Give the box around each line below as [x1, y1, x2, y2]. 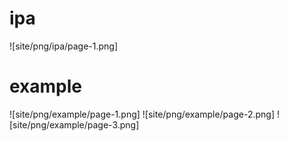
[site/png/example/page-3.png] [9, 118, 140, 131]
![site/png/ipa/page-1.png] [9, 40, 119, 52]
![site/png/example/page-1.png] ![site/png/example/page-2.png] [9, 108, 275, 120]
